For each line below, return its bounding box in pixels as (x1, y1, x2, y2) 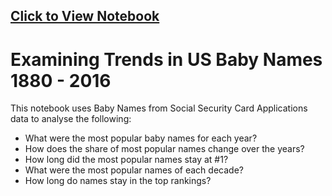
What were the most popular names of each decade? (24, 164, 244, 176)
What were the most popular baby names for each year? (24, 132, 258, 144)
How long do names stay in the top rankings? (24, 175, 212, 187)
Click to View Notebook (10, 8, 160, 25)
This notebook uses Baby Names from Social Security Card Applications (10, 102, 308, 114)
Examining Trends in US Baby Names (10, 48, 323, 71)
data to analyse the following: (10, 113, 132, 125)
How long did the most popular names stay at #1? (24, 154, 229, 166)
